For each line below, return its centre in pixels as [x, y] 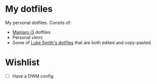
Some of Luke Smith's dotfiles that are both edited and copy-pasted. [82, 42]
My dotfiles [29, 9]
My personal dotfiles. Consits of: [38, 23]
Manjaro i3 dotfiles [31, 32]
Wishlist [22, 63]
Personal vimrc [27, 37]
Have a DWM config [33, 76]
